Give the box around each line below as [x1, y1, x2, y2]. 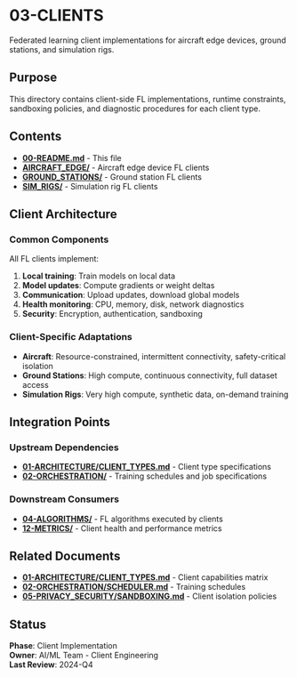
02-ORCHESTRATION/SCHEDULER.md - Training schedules [21, 582, 246, 592]
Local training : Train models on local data [21, 270, 176, 281]
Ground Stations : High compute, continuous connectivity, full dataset [21, 370, 277, 381]
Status [9, 617, 47, 632]
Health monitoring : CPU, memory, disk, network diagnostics [21, 299, 245, 310]
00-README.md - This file [21, 152, 122, 163]
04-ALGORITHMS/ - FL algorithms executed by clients [21, 513, 224, 524]
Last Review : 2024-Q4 [9, 659, 93, 670]
